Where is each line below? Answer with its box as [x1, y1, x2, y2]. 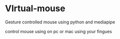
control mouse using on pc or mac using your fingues [5, 28, 112, 34]
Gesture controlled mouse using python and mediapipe [5, 19, 115, 25]
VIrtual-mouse [5, 3, 66, 14]
